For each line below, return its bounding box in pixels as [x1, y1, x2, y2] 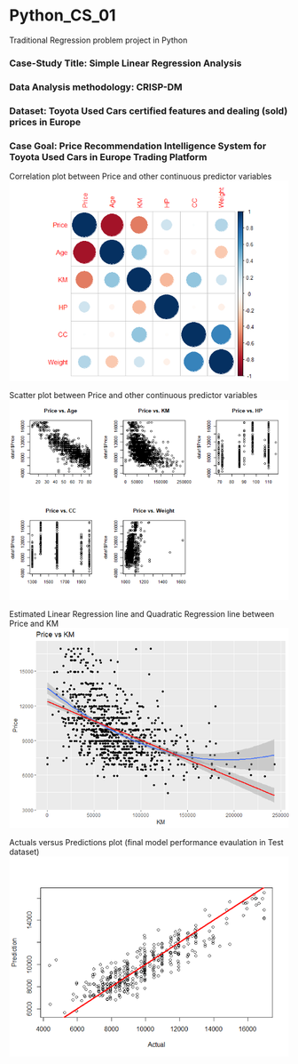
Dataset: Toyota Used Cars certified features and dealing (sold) [9, 104, 288, 116]
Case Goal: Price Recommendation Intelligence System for [9, 140, 267, 152]
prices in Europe [9, 116, 82, 128]
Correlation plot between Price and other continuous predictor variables [9, 171, 272, 181]
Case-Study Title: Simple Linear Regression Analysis [9, 57, 242, 69]
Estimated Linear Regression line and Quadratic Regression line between [9, 609, 275, 619]
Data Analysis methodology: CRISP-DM [9, 81, 184, 93]
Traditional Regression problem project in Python [9, 35, 188, 45]
